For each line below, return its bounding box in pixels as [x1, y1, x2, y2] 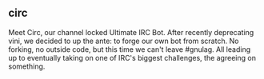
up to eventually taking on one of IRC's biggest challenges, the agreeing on [8, 53, 256, 62]
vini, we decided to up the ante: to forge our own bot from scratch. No [8, 36, 239, 45]
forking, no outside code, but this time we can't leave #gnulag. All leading [8, 44, 250, 54]
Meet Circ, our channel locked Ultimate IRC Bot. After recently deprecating [8, 27, 254, 37]
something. [8, 61, 46, 71]
